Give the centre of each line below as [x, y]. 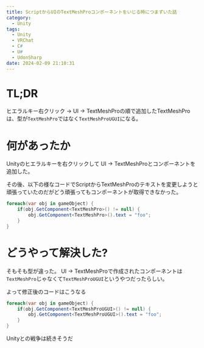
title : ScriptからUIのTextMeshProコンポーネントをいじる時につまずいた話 [92, 12]
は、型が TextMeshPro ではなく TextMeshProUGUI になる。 [74, 119]
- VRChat [23, 40]
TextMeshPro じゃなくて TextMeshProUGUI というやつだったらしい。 [87, 278]
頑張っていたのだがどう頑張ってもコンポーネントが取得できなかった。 [94, 192]
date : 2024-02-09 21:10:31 [40, 63]
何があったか [39, 146]
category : [19, 18]
